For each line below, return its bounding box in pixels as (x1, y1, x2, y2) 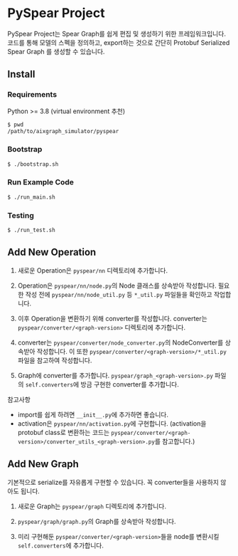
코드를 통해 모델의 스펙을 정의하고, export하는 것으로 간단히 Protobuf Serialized (7, 38, 230, 47)
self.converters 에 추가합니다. (17, 541, 104, 550)
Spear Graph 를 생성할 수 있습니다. (7, 47, 105, 56)
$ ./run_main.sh (7, 194, 55, 201)
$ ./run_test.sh (7, 226, 55, 234)
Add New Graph (7, 458, 80, 471)
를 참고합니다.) (154, 436, 195, 446)
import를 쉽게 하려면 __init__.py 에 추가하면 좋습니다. (17, 410, 169, 419)
